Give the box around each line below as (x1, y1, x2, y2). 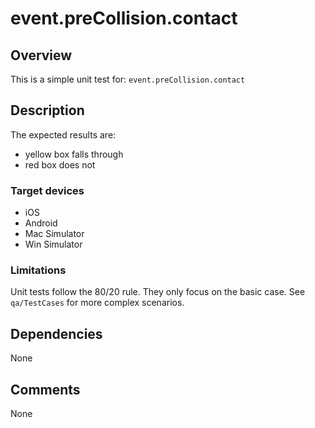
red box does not (24, 158, 96, 171)
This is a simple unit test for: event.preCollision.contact (10, 73, 246, 85)
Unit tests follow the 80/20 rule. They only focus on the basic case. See (10, 286, 306, 298)
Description (10, 102, 85, 119)
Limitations (10, 263, 67, 277)
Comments (10, 381, 81, 398)
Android (24, 217, 58, 229)
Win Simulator (24, 238, 83, 251)
